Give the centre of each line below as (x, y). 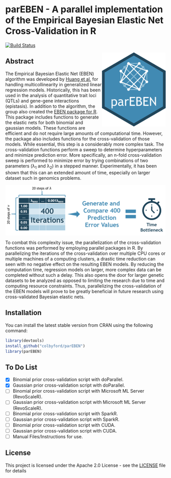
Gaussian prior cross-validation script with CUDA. (65, 431)
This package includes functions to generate (52, 117)
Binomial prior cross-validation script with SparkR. (65, 413)
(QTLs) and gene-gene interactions (42, 101)
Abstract (20, 62)
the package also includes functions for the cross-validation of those (78, 138)
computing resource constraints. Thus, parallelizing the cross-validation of (83, 286)
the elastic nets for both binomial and (44, 122)
